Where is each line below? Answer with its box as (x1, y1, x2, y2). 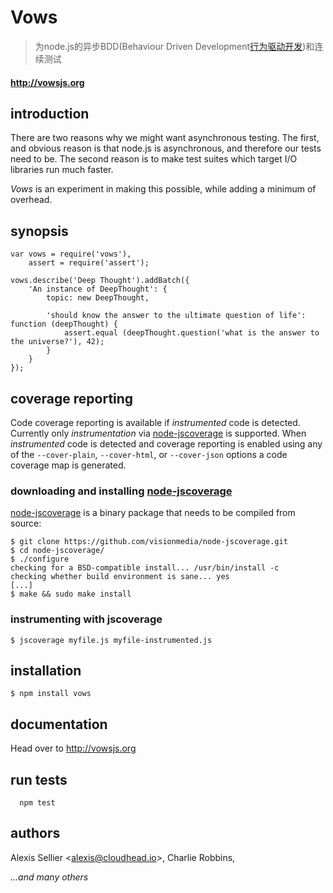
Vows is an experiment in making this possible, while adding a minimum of (10, 183, 317, 195)
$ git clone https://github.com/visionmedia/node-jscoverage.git (10, 537, 288, 547)
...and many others (10, 871, 89, 883)
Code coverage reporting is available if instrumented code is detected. (10, 416, 301, 428)
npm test (19, 798, 56, 808)
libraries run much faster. (10, 164, 114, 176)
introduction (10, 105, 90, 122)
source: (10, 517, 42, 530)
